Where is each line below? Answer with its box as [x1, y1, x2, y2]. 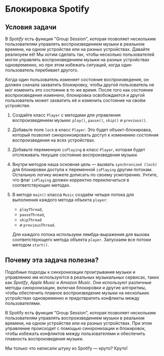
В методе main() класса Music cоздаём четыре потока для [12, 192, 134, 197]
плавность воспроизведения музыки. [5, 335, 84, 341]
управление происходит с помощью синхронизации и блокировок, [5, 325, 146, 331]
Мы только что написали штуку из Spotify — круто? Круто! [5, 345, 128, 351]
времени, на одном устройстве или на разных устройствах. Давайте [5, 47, 150, 52]
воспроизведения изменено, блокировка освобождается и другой [5, 92, 145, 98]
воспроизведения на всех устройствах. [12, 137, 95, 143]
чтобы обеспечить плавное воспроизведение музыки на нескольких [5, 290, 149, 296]
